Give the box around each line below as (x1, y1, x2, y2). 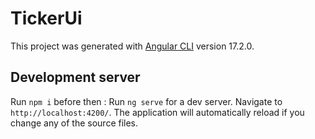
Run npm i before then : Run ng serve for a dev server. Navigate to (10, 95, 283, 107)
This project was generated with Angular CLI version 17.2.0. (10, 40, 255, 52)
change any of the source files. (10, 117, 139, 129)
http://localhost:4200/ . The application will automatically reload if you (10, 106, 305, 118)
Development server (10, 69, 141, 86)
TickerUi (10, 7, 83, 30)
